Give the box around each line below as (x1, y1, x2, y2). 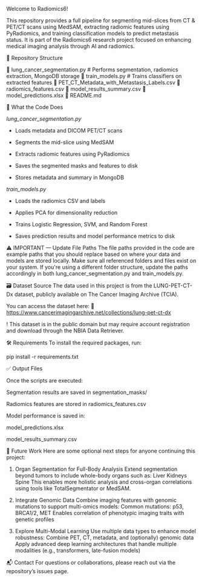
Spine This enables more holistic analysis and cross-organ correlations (15, 478, 192, 485)
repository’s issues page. (6, 568, 69, 574)
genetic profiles (15, 516, 54, 523)
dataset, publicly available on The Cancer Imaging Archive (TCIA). (14, 290, 179, 298)
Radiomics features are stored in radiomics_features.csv (6, 401, 146, 407)
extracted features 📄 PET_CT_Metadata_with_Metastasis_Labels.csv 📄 (6, 79, 180, 86)
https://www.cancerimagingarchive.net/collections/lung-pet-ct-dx (6, 309, 171, 316)
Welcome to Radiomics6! (6, 5, 68, 12)
